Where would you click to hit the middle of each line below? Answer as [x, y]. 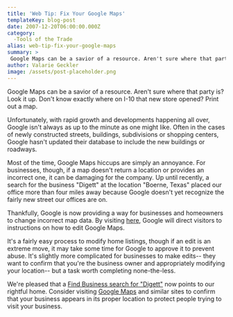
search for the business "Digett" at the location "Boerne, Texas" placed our [114, 185]
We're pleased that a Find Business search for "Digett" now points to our [111, 284]
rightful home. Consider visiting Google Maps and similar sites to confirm [111, 291]
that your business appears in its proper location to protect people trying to [114, 298]
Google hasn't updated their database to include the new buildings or [106, 142]
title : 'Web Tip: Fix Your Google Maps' [67, 14]
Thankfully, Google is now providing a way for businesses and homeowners [115, 213]
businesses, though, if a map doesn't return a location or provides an [106, 170]
